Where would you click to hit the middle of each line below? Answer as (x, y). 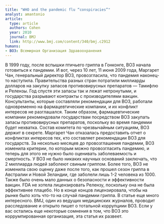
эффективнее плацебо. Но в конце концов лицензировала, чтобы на (76, 190)
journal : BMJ (23, 37)
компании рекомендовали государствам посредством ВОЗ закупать (77, 117)
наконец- (150, 75)
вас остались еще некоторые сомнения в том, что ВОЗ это (67, 211)
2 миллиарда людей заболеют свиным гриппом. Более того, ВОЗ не (77, 164)
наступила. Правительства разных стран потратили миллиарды (78, 80)
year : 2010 (21, 32)
